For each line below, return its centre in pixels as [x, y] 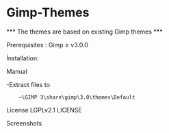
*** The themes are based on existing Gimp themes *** [84, 32]
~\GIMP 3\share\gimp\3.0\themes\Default [77, 97]
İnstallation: [23, 58]
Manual [17, 71]
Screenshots [24, 123]
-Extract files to [28, 84]
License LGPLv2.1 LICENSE [44, 110]
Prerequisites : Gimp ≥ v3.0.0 [47, 45]
